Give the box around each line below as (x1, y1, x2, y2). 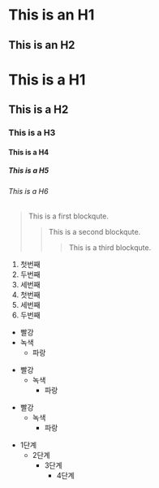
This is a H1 (8, 71, 86, 89)
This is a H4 (8, 147, 49, 157)
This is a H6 (8, 186, 49, 196)
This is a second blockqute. (48, 227, 141, 237)
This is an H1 (8, 6, 95, 24)
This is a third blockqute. (68, 243, 152, 253)
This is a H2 (8, 103, 69, 117)
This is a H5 (8, 166, 49, 175)
